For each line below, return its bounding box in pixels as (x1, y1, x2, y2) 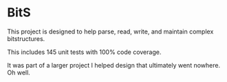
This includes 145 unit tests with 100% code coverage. (7, 48, 162, 56)
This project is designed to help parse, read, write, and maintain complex (7, 27, 214, 36)
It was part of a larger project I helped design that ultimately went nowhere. (7, 61, 221, 69)
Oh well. (7, 68, 31, 77)
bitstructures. (7, 34, 45, 42)
